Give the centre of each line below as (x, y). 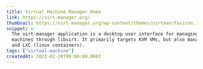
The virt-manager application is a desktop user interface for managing (105, 34)
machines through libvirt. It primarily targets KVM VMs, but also (98, 40)
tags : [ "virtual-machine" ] (40, 51)
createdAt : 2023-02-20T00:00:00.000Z (54, 56)
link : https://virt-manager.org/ (48, 17)
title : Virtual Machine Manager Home (54, 12)
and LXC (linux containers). (48, 46)
